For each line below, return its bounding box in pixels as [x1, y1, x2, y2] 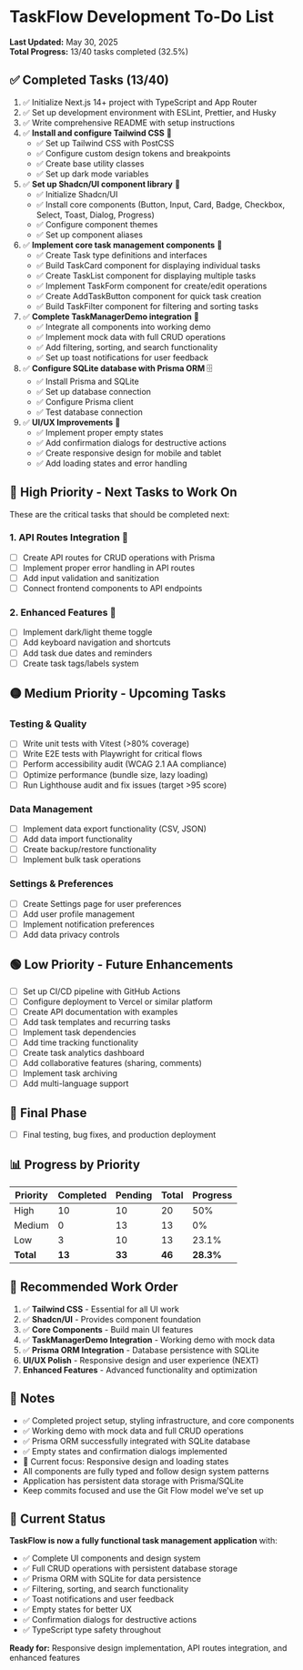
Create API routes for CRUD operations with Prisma [22, 552, 216, 563]
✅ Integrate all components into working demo [35, 321, 211, 332]
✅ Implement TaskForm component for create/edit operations [35, 280, 268, 291]
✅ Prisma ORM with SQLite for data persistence [22, 1574, 202, 1584]
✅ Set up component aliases [35, 229, 144, 240]
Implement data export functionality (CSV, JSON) [22, 823, 207, 834]
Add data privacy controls [22, 929, 120, 940]
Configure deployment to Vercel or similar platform [22, 996, 214, 1007]
